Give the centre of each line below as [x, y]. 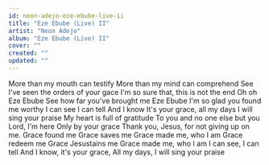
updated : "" [28, 61]
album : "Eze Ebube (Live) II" [59, 38]
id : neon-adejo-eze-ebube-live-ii [66, 16]
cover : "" [25, 46]
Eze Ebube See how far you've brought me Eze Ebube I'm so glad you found [135, 101]
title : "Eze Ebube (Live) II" [59, 23]
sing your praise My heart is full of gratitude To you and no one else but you [134, 118]
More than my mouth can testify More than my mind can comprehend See [131, 83]
